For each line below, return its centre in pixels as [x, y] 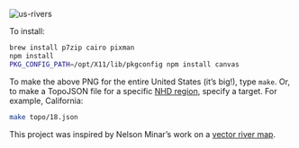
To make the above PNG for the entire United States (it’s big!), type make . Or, [150, 82]
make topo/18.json [44, 117]
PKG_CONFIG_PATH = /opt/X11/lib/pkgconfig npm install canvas [125, 64]
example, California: [46, 100]
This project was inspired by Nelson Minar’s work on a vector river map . [143, 134]
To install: [27, 31]
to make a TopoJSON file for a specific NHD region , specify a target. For [143, 91]
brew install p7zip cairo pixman [72, 48]
